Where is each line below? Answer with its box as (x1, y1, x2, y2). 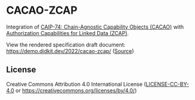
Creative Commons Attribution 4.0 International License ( (6, 80, 146, 87)
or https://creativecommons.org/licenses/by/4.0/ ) (16, 87, 137, 94)
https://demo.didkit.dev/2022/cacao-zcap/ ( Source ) (6, 47, 134, 54)
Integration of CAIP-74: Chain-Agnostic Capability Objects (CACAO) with (6, 23, 184, 30)
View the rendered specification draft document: (6, 41, 126, 48)
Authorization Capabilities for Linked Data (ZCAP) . (6, 29, 129, 36)
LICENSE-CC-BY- (146, 80, 190, 87)
